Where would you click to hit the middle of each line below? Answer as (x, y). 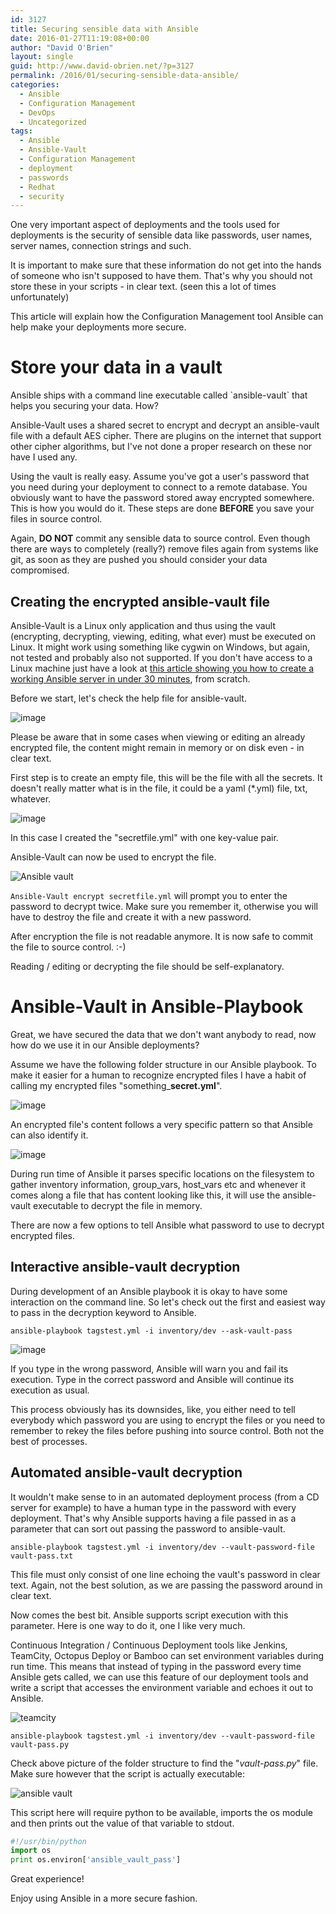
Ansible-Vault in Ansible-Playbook (157, 1007)
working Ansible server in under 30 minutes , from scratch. (130, 679)
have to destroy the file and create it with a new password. (131, 917)
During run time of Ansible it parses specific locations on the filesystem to (162, 1173)
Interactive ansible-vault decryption (125, 1267)
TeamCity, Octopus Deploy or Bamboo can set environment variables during (167, 1655)
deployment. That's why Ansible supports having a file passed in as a (153, 1518)
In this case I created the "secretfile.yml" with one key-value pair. (144, 837)
